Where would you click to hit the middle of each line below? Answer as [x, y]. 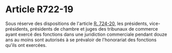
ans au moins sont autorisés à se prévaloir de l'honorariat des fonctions [81, 40]
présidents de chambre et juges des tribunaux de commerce [94, 29]
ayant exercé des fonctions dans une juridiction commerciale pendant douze [86, 34]
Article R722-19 [39, 9]
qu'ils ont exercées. [26, 45]
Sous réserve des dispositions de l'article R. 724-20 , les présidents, [77, 23]
